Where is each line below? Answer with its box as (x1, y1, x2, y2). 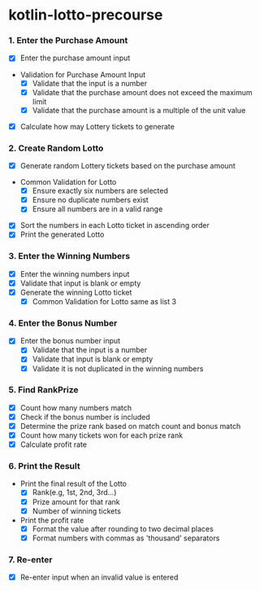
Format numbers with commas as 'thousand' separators (32, 533, 220, 543)
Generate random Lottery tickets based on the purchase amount (19, 161, 236, 171)
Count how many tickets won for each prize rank (19, 430, 184, 440)
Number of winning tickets (32, 506, 122, 516)
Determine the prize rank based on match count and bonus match (19, 421, 241, 430)
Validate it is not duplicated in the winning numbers (32, 364, 204, 374)
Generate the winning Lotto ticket (19, 287, 132, 297)
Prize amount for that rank (32, 496, 120, 506)
